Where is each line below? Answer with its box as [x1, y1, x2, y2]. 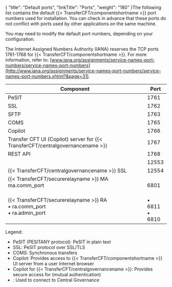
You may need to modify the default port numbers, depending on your [5, 31, 153, 36]
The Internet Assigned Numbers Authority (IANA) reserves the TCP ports [5, 46, 159, 52]
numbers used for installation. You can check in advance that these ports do [5, 15, 166, 21]
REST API [8, 151, 31, 157]
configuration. [5, 36, 35, 42]
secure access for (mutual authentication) [12, 272, 101, 277]
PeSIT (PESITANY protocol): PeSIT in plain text [12, 239, 111, 245]
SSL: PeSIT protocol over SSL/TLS [12, 244, 85, 250]
